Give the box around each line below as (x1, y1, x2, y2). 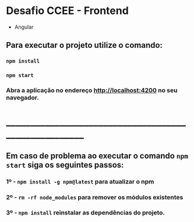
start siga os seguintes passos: (6, 159, 124, 170)
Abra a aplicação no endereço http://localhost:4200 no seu (6, 86, 178, 95)
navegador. (6, 93, 39, 102)
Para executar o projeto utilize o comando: (6, 40, 163, 50)
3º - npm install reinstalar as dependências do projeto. (6, 209, 165, 217)
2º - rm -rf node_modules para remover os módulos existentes (6, 193, 184, 201)
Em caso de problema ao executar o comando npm (6, 151, 189, 161)
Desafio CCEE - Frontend (6, 4, 129, 18)
